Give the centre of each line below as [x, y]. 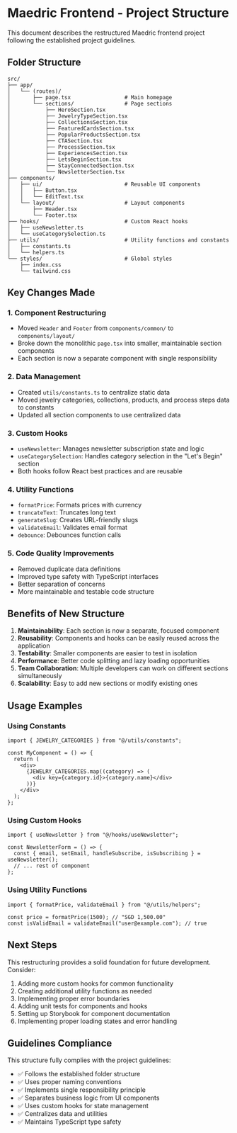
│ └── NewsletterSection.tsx [66, 171]
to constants [36, 407]
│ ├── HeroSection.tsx [57, 110]
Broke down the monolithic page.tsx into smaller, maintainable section [120, 343]
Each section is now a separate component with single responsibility [117, 359]
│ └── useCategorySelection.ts [57, 234]
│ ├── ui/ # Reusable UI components [104, 184]
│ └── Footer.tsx [42, 215]
